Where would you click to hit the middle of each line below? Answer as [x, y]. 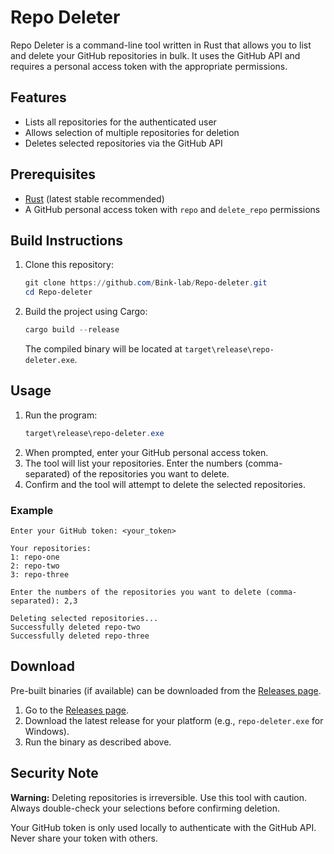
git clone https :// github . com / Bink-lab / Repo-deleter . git [146, 283]
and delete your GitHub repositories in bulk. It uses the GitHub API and [155, 55]
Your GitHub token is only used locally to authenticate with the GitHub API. [163, 827]
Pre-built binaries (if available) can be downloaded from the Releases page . [166, 690]
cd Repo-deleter [58, 292]
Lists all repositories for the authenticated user [120, 122]
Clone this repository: [69, 265]
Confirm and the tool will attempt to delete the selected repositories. [165, 484]
